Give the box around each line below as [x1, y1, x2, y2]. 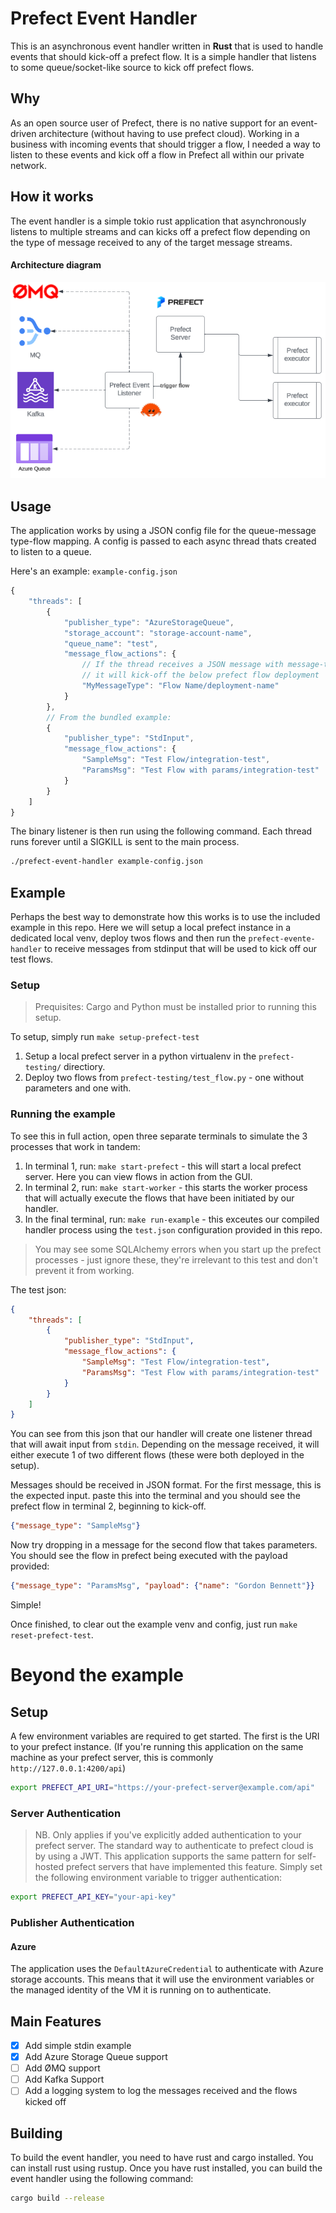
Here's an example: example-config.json [10, 565, 178, 577]
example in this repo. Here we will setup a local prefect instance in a [10, 922, 292, 934]
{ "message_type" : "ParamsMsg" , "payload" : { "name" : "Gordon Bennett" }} [10, 1581, 315, 1591]
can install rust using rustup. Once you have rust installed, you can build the [10, 2162, 323, 2174]
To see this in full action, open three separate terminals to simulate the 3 [10, 1130, 308, 1142]
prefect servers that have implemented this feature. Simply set [65, 1861, 323, 1873]
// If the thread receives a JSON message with [81, 660, 284, 670]
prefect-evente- [248, 934, 316, 944]
